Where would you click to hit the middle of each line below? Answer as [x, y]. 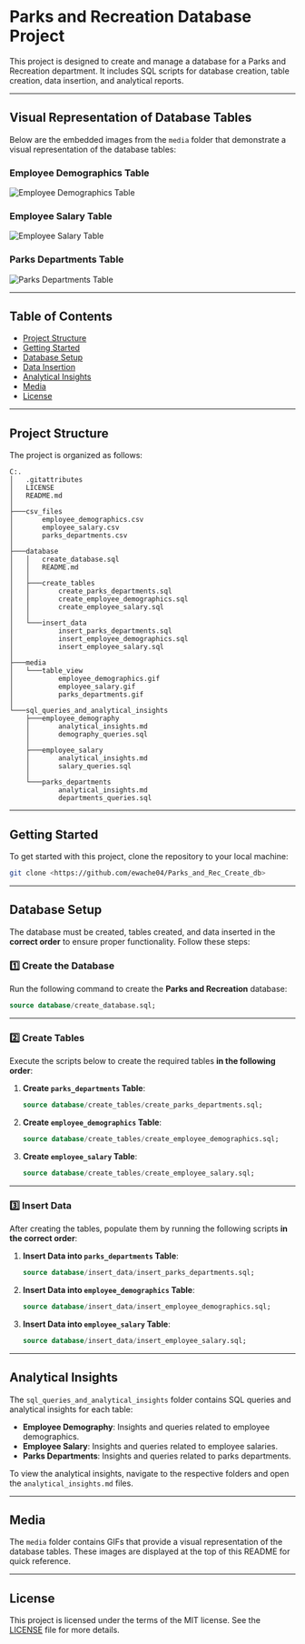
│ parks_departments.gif [77, 695]
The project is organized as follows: [76, 456]
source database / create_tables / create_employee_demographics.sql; [151, 1139]
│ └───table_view [46, 671]
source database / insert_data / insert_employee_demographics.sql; [147, 1307]
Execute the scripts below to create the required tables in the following [143, 1061]
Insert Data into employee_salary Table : [96, 1324]
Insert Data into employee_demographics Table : [108, 1290]
